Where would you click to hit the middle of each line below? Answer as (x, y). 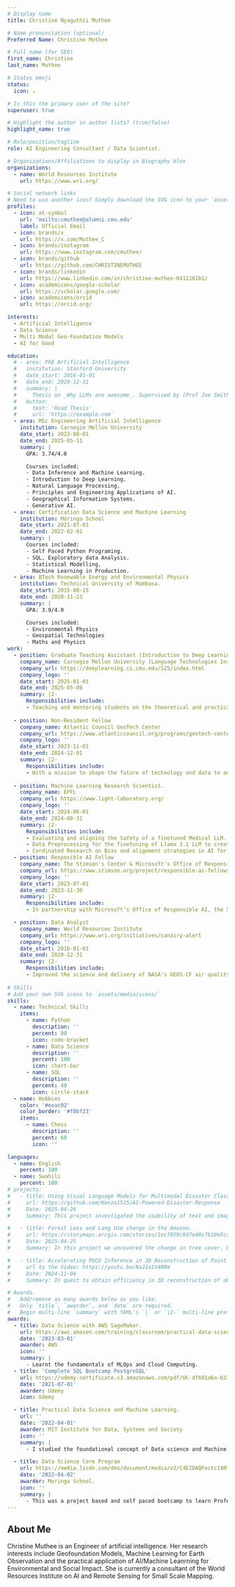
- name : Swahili (37, 1176)
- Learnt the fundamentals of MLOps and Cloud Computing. (112, 1364)
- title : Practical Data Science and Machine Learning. (97, 1410)
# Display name (29, 14)
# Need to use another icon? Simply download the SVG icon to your (108, 200)
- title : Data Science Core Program (67, 1462)
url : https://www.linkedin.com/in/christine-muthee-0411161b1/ (114, 278)
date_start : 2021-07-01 (55, 525)
